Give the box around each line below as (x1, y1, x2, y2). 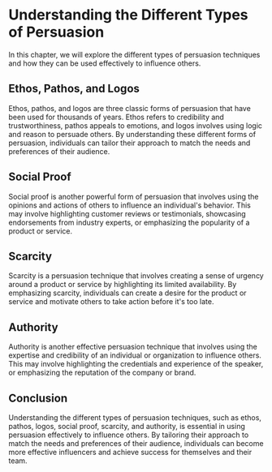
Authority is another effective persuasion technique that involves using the (8, 342, 258, 352)
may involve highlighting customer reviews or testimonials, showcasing (8, 208, 246, 218)
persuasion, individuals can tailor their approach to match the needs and (8, 138, 251, 148)
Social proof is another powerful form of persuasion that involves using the (8, 191, 259, 201)
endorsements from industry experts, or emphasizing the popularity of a (8, 217, 250, 227)
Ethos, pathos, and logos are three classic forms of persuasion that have (8, 103, 252, 113)
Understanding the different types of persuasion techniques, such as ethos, (8, 413, 262, 423)
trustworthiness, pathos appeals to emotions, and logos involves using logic (8, 120, 262, 131)
